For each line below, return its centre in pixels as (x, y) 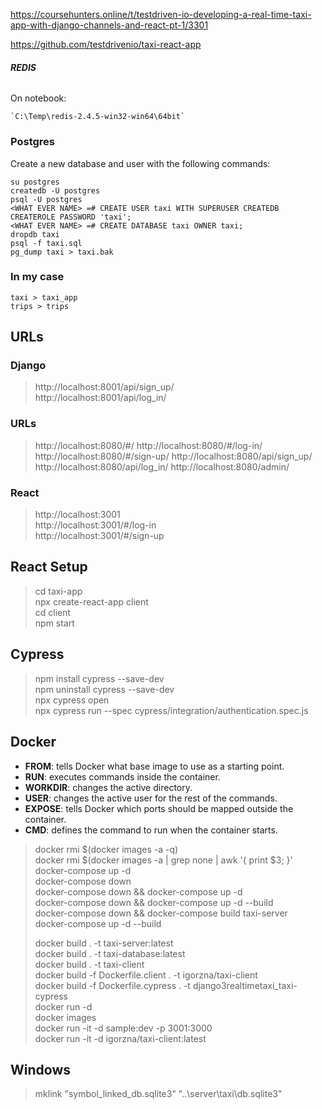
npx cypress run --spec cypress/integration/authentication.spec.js (171, 710)
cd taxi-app (58, 591)
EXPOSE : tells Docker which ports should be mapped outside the (159, 808)
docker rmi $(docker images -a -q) (106, 849)
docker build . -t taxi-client (89, 964)
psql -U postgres (46, 199)
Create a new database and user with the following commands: (140, 163)
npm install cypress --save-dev (99, 678)
